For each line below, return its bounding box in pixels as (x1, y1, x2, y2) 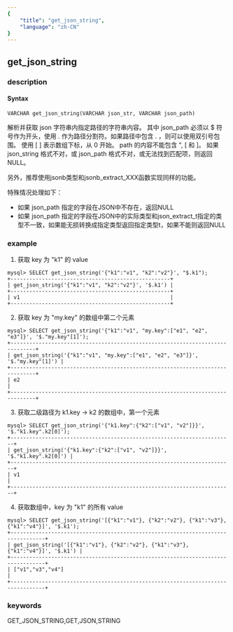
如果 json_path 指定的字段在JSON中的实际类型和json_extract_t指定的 (17, 211, 216, 220)
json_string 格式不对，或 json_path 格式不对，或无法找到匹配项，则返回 (7, 149, 213, 158)
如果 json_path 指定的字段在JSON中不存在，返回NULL (17, 203, 174, 211)
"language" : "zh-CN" (20, 23, 80, 30)
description (7, 77, 48, 86)
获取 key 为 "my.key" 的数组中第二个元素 (17, 313, 135, 322)
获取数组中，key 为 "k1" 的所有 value (17, 503, 124, 511)
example (7, 238, 37, 248)
